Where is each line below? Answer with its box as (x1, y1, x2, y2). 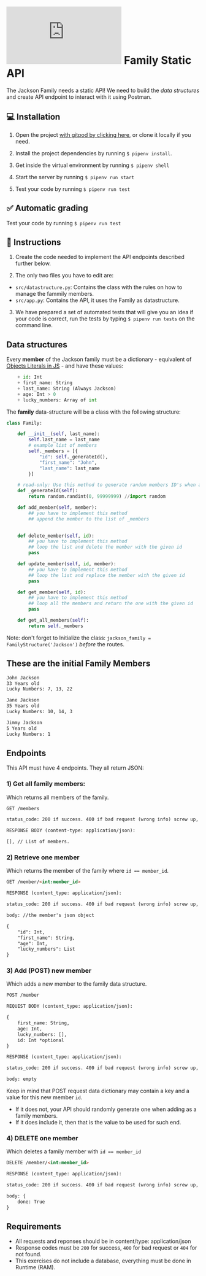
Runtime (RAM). (15, 1264, 56, 1271)
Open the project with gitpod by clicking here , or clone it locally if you (15, 131, 191, 138)
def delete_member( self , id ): (17, 533, 95, 539)
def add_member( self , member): (17, 505, 97, 511)
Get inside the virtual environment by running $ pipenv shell (15, 161, 170, 169)
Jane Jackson (6, 697, 40, 703)
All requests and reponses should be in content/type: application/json (15, 1237, 191, 1245)
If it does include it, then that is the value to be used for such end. (15, 1119, 181, 1126)
